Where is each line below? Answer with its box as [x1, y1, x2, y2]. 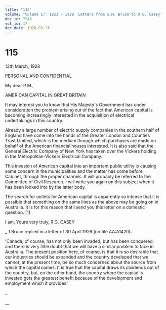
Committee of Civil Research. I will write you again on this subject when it [5, 179, 155, 185]
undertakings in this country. [5, 117, 64, 124]
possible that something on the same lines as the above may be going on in [5, 199, 159, 205]
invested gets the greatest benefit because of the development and [5, 275, 142, 281]
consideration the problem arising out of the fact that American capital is [5, 107, 153, 113]
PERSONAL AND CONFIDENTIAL [5, 73, 72, 79]
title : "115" [5, 7, 32, 12]
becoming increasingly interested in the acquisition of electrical [5, 112, 134, 118]
